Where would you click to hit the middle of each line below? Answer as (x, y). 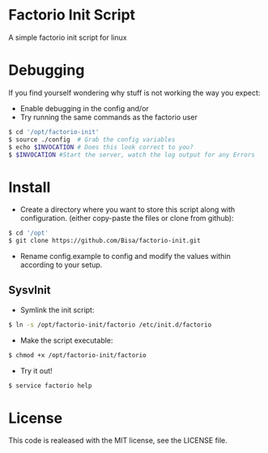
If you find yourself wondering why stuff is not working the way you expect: (134, 93)
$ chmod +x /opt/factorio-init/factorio (78, 355)
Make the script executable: (66, 340)
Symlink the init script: (57, 309)
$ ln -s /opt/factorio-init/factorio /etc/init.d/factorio (110, 325)
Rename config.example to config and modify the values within (125, 257)
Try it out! (36, 370)
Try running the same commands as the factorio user (109, 117)
